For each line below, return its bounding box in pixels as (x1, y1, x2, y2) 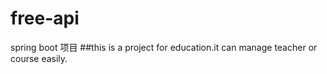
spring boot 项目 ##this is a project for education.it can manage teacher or (10, 41, 318, 53)
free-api (10, 7, 80, 30)
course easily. (10, 52, 68, 64)
